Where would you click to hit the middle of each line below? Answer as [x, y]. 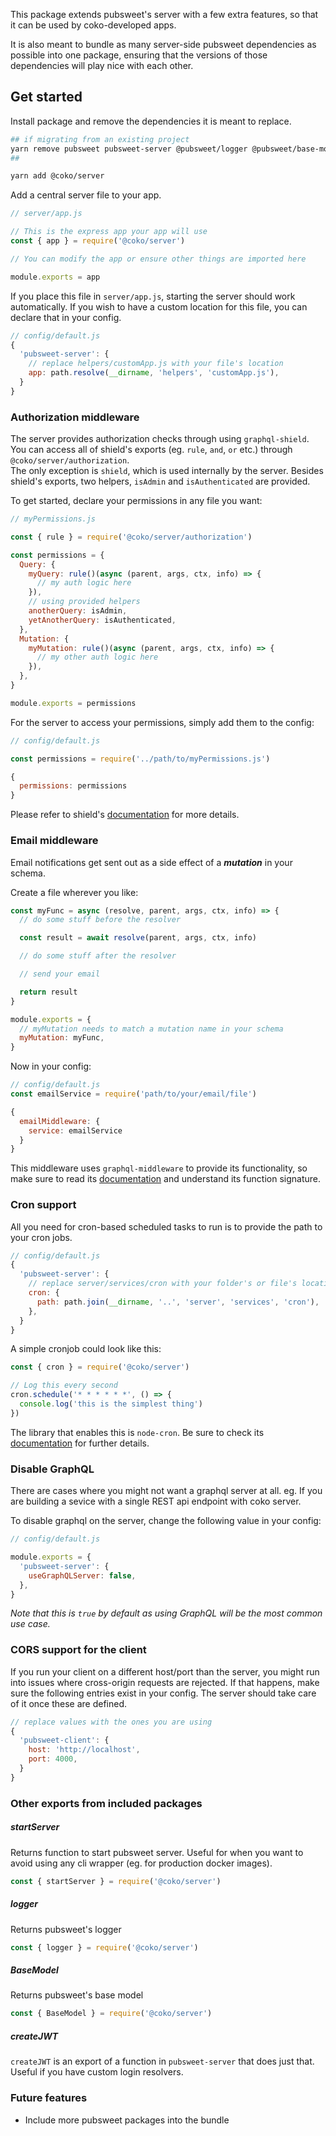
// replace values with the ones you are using [111, 1722]
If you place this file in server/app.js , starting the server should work [153, 296]
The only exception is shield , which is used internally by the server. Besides [167, 471]
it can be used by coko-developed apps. [93, 25]
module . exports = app [55, 277]
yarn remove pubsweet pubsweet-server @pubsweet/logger [129, 149]
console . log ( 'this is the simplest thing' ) [111, 1404]
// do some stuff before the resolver [100, 920]
